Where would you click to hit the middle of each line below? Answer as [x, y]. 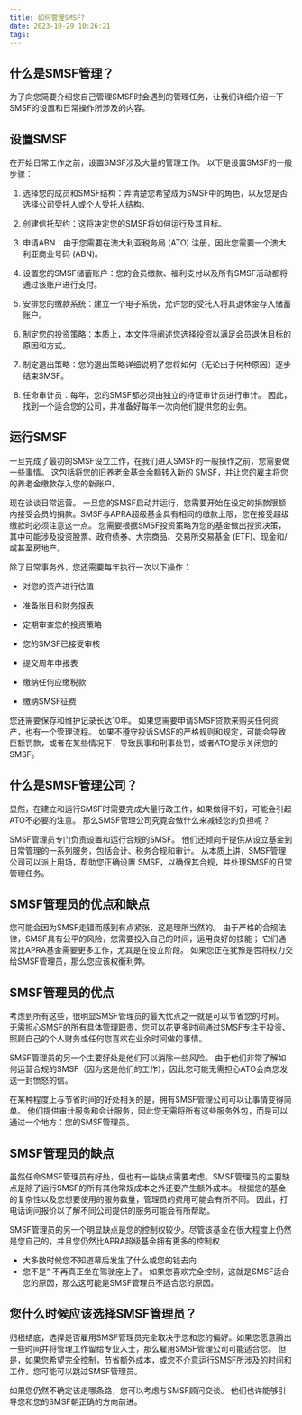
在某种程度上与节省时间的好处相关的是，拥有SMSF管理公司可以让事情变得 [146, 1100]
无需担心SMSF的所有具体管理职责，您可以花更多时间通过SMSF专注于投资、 [150, 1027]
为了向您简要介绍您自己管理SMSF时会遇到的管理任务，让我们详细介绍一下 [146, 97]
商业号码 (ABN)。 [71, 254]
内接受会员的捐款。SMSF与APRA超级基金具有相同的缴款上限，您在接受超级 [150, 513]
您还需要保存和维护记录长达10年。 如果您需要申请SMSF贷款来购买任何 [140, 720]
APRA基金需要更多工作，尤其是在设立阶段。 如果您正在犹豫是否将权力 [155, 950]
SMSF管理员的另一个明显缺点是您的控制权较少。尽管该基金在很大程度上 [143, 1230]
